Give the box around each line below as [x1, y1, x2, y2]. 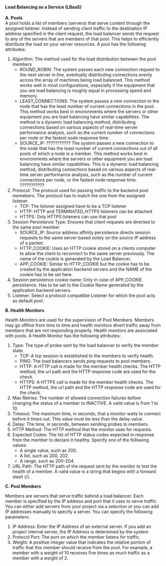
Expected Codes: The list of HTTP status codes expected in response [12, 432, 155, 438]
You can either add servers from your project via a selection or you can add [5, 504, 159, 510]
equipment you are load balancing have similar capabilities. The [19, 114, 150, 120]
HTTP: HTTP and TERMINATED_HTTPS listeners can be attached [19, 208, 152, 215]
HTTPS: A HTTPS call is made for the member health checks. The [19, 379, 154, 385]
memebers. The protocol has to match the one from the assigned [12, 193, 145, 199]
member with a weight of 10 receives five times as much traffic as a [12, 550, 150, 556]
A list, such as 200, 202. [19, 453, 69, 459]
